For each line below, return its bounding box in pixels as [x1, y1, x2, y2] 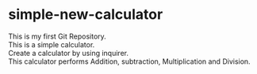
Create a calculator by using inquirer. [8, 48, 129, 57]
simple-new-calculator [8, 6, 163, 24]
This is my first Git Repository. [8, 31, 107, 41]
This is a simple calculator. [8, 39, 95, 49]
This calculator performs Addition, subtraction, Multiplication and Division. [8, 57, 251, 66]
